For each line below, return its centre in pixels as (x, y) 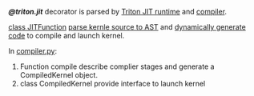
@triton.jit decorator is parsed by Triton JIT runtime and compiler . (117, 12)
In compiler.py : (33, 51)
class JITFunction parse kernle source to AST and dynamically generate (127, 27)
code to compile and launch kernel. (67, 36)
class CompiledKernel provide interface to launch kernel (113, 84)
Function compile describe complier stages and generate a (117, 66)
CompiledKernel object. (59, 75)
